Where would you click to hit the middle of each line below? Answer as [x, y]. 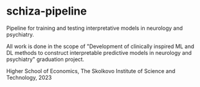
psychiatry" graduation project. [45, 59]
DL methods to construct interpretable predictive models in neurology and [99, 52]
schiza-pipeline [47, 11]
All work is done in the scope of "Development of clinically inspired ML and [100, 46]
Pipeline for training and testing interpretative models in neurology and [95, 28]
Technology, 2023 [29, 77]
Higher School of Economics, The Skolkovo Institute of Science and [91, 71]
